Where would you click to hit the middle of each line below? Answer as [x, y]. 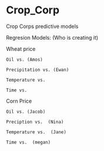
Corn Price [19, 101]
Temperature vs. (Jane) [36, 132]
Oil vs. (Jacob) [26, 111]
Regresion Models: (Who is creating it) [52, 37]
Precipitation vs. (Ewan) [37, 70]
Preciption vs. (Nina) [35, 122]
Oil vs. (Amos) [25, 59]
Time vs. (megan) [28, 142]
